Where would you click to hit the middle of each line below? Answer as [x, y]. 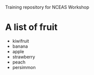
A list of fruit [32, 27]
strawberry [24, 57]
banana [20, 46]
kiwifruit [21, 41]
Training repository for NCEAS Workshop [47, 7]
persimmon [24, 67]
